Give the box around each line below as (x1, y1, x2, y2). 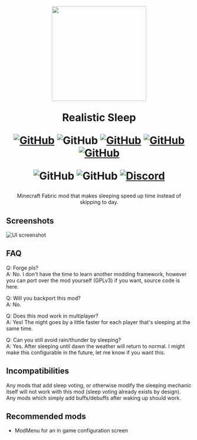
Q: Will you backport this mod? (6, 295, 81, 302)
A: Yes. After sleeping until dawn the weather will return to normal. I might (6, 342, 185, 350)
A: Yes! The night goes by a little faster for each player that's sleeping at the (6, 318, 191, 325)
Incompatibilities (6, 366, 70, 376)
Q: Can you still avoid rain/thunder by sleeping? (6, 336, 122, 343)
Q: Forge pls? (6, 264, 39, 271)
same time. (6, 325, 34, 332)
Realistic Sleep (62, 111, 136, 124)
